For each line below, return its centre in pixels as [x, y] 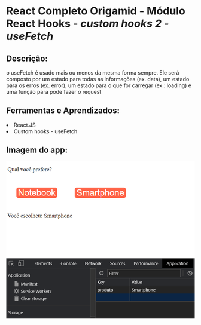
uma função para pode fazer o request [54, 92]
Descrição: [27, 58]
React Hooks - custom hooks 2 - [88, 24]
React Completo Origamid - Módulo [96, 11]
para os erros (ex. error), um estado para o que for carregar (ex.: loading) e [99, 85]
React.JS [25, 125]
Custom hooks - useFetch [46, 131]
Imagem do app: [37, 150]
